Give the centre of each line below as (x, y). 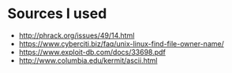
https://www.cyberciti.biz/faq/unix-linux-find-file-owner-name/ (121, 43)
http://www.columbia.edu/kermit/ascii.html (88, 60)
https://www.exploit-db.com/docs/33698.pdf (92, 52)
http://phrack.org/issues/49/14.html (77, 35)
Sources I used (57, 14)
